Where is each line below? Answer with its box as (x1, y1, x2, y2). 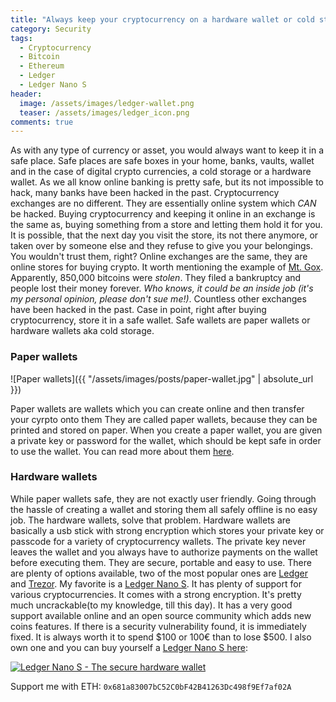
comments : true (10, 117, 74, 127)
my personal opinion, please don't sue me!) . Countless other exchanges (10, 293, 307, 305)
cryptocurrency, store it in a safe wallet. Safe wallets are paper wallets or (10, 314, 311, 326)
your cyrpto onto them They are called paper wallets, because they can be (10, 413, 318, 425)
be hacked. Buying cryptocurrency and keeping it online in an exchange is (10, 208, 316, 220)
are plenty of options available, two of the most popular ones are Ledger (10, 567, 309, 579)
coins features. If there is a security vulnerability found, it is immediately (10, 620, 307, 632)
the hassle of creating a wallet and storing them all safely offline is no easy (10, 503, 318, 515)
